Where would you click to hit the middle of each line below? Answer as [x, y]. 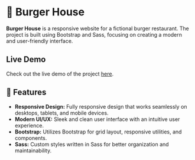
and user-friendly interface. [40, 41]
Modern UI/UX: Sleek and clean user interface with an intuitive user [97, 119]
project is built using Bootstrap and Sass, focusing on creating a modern [94, 34]
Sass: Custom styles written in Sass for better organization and [92, 144]
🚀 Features [26, 92]
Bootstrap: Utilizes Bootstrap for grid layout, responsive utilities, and [98, 132]
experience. [29, 125]
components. [31, 138]
